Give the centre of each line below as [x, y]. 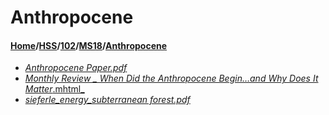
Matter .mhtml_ [54, 89]
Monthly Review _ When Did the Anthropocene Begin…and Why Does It [171, 78]
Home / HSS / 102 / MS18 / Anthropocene [89, 45]
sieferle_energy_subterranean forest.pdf [107, 100]
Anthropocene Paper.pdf [76, 68]
